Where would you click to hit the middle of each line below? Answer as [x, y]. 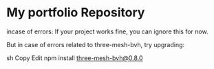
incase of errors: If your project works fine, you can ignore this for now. [107, 31]
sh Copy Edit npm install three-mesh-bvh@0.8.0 [75, 58]
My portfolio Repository [76, 13]
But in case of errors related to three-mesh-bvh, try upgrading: [96, 44]
